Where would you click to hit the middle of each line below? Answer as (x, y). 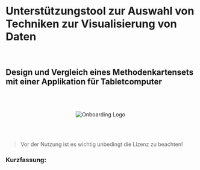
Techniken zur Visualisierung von (91, 24)
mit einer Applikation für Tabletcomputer (84, 82)
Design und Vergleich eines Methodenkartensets (100, 73)
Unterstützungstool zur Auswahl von (100, 11)
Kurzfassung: (26, 160)
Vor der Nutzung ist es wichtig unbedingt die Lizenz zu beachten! (102, 144)
